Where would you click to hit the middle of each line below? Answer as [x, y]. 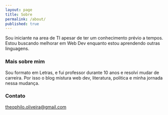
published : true [22, 24]
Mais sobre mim [25, 61]
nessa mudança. [22, 83]
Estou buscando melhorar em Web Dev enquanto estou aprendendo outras [83, 43]
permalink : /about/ [26, 19]
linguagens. [17, 48]
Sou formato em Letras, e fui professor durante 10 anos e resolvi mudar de [82, 72]
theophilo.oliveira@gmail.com [36, 107]
